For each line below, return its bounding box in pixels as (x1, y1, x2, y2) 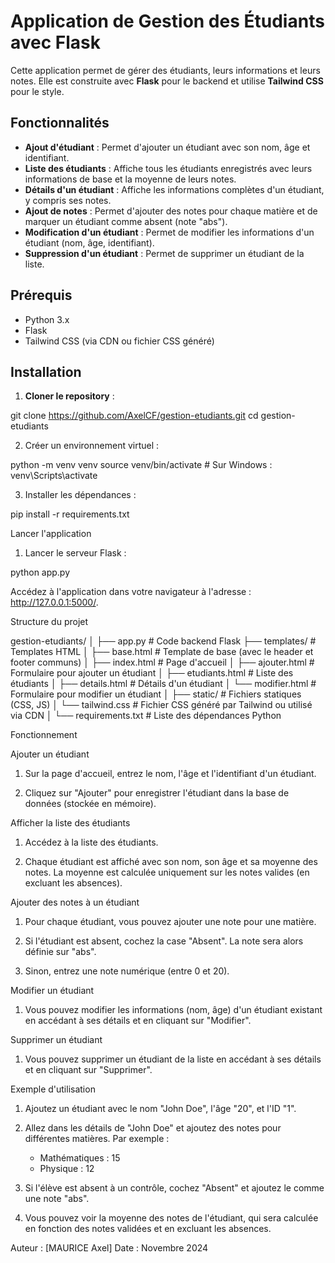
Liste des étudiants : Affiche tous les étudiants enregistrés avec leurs (24, 162, 313, 174)
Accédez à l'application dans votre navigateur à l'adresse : (10, 586, 252, 598)
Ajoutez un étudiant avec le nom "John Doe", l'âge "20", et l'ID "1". (24, 1103, 297, 1115)
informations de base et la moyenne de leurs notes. (24, 173, 237, 185)
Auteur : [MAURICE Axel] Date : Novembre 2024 (10, 1242, 209, 1254)
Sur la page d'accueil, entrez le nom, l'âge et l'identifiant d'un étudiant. (24, 768, 317, 780)
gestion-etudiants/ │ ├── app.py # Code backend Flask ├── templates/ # (10, 635, 317, 647)
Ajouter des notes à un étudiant (10, 896, 140, 909)
